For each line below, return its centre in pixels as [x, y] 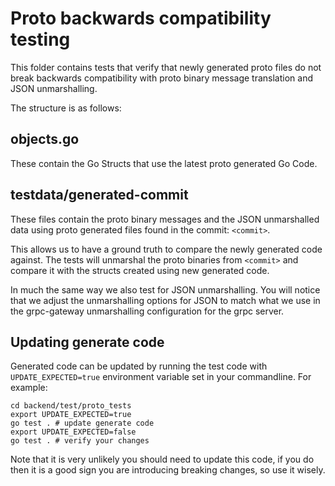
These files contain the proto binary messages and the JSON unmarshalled [165, 219]
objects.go [45, 139]
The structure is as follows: [66, 108]
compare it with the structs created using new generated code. [140, 270]
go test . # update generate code [82, 423]
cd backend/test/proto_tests [71, 406]
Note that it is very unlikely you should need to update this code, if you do [162, 459]
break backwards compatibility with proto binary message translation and [161, 78]
